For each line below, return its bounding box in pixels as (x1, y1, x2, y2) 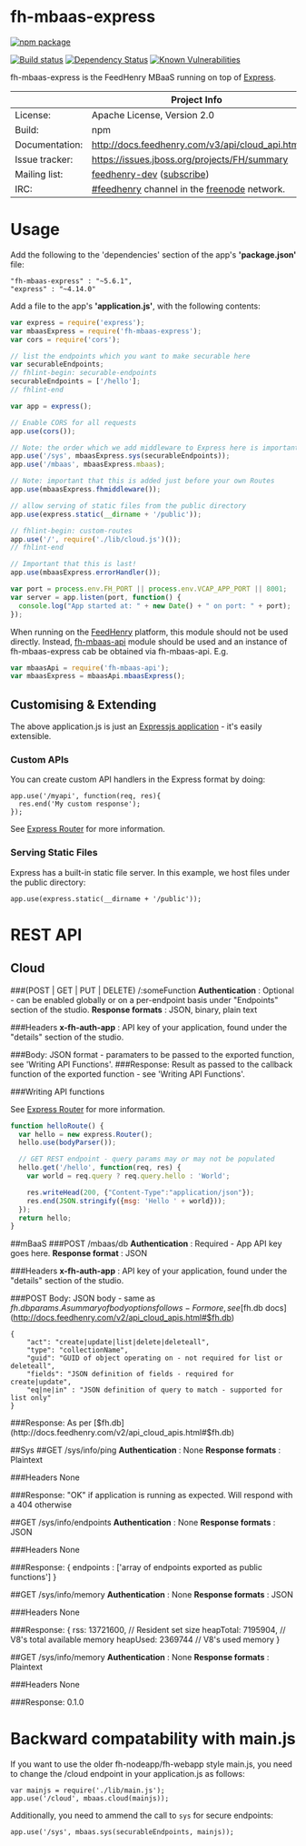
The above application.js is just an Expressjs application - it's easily (10, 721, 262, 732)
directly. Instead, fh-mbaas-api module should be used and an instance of (10, 635, 288, 647)
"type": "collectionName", (26, 1345, 129, 1355)
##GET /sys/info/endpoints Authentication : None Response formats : (10, 1517, 276, 1528)
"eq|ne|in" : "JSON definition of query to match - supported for (26, 1385, 283, 1395)
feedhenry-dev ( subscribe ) (91, 167, 210, 180)
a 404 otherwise (10, 1499, 72, 1510)
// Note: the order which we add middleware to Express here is (10, 443, 259, 452)
